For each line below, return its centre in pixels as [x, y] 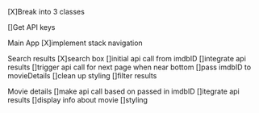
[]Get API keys [31, 27]
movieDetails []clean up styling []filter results [82, 75]
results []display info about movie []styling [78, 100]
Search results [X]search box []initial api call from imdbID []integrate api [127, 59]
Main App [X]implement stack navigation [75, 43]
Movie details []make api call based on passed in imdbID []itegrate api [123, 91]
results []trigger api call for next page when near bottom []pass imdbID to [129, 67]
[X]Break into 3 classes [46, 12]
